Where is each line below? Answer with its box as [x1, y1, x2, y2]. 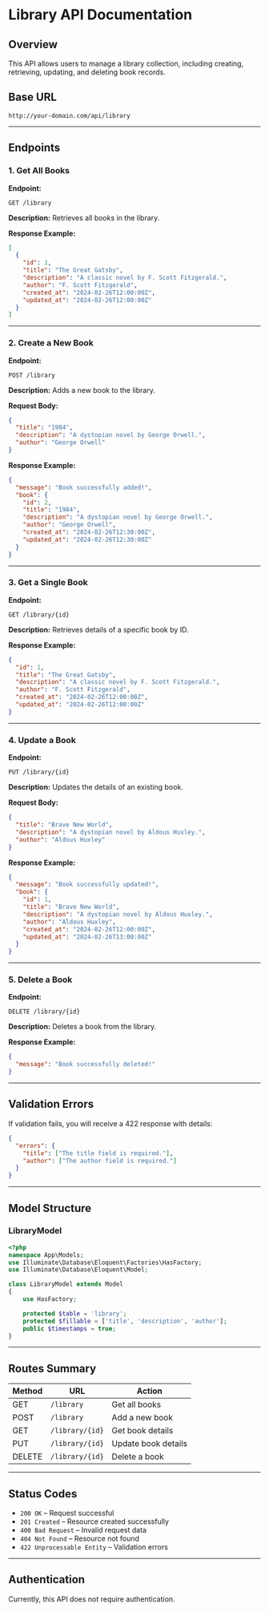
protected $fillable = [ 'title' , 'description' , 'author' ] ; [22, 1317, 227, 1325]
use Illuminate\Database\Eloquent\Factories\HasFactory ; [8, 1258, 203, 1267]
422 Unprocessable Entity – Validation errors [19, 1542, 168, 1552]
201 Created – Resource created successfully [19, 1517, 170, 1526]
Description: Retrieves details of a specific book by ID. [8, 624, 190, 634]
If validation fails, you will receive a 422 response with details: [8, 1118, 213, 1128]
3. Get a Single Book [8, 577, 88, 588]
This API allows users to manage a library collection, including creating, [8, 59, 244, 68]
